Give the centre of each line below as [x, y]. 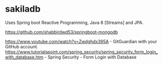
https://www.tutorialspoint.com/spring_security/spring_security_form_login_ [81, 52]
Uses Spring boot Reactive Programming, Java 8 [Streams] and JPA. [74, 22]
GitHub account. [22, 46]
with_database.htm [24, 57]
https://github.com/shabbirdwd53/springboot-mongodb [62, 32]
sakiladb [23, 9]
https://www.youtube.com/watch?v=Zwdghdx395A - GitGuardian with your [81, 41]
